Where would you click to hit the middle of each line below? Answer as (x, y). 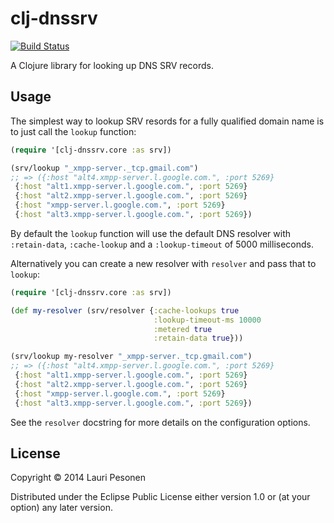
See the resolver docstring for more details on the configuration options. (160, 422)
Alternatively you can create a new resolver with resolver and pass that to (163, 263)
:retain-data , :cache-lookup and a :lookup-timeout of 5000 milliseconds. (162, 244)
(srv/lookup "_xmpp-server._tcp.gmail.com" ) (104, 168)
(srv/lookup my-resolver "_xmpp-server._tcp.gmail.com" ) (131, 357)
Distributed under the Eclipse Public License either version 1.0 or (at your (160, 497)
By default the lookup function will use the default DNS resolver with (150, 233)
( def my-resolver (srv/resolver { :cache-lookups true (125, 310)
